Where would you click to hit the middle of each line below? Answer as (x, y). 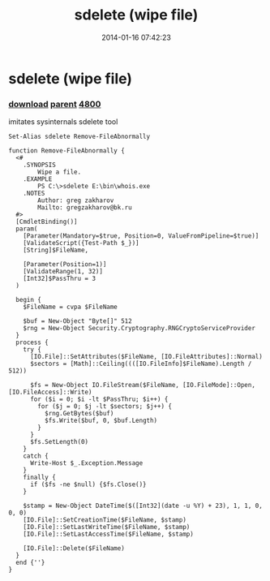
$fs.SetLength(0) (59, 442)
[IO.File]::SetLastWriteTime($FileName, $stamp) (107, 527)
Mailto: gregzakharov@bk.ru (85, 208)
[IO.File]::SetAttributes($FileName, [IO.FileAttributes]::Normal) (146, 357)
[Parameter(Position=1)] (65, 265)
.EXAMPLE (38, 179)
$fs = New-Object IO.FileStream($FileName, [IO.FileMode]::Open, (142, 385)
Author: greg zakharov (76, 200)
